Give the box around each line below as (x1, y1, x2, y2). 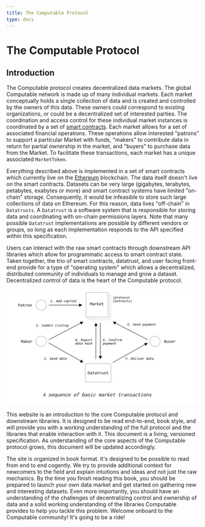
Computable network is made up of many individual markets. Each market (6, 90, 193, 98)
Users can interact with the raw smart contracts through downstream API (6, 244, 191, 251)
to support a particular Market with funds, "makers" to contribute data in (6, 136, 188, 143)
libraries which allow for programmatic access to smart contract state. (6, 251, 184, 258)
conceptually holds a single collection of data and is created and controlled (6, 97, 196, 104)
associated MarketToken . (6, 155, 67, 163)
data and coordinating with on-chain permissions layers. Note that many (6, 213, 188, 220)
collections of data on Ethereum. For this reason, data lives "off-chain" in (6, 199, 190, 207)
